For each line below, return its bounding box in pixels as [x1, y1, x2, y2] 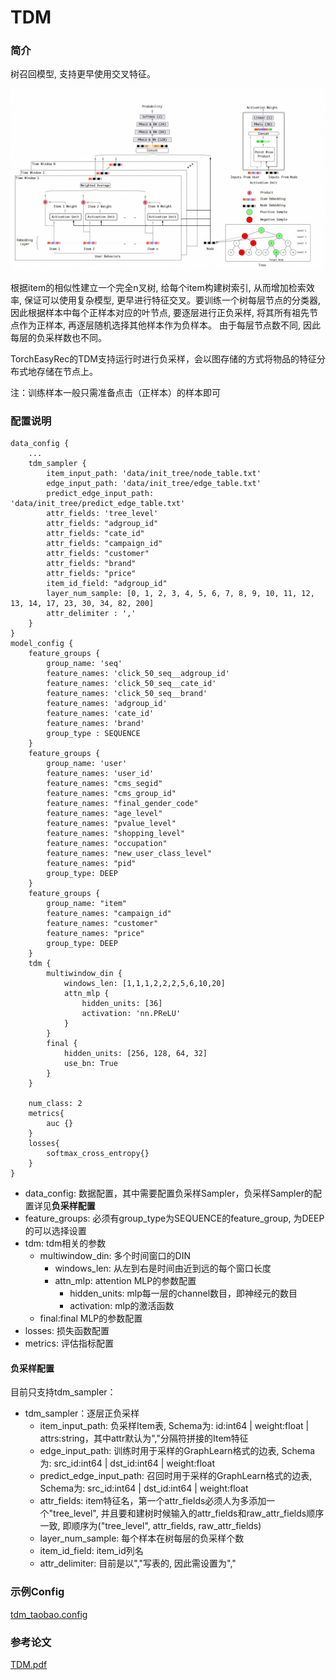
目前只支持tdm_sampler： [10, 1386, 117, 1398]
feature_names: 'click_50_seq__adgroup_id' [46, 669, 230, 679]
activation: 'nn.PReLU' [81, 1009, 182, 1019]
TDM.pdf [10, 1658, 48, 1670]
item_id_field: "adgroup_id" [46, 579, 168, 589]
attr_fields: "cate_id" [46, 529, 145, 539]
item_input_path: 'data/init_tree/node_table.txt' [46, 469, 262, 479]
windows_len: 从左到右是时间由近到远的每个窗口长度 [54, 1262, 272, 1275]
